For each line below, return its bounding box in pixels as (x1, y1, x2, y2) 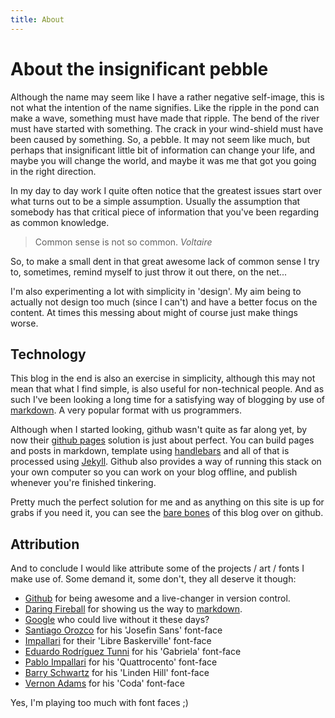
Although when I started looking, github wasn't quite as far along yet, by (10, 424, 308, 436)
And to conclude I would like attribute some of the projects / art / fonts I (10, 562, 305, 575)
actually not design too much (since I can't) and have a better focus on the (10, 296, 318, 308)
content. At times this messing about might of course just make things (10, 306, 298, 318)
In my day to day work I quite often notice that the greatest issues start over (10, 184, 322, 196)
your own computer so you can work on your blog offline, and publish (10, 466, 298, 478)
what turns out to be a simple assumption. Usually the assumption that (10, 195, 301, 207)
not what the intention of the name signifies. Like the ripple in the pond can (10, 101, 320, 113)
